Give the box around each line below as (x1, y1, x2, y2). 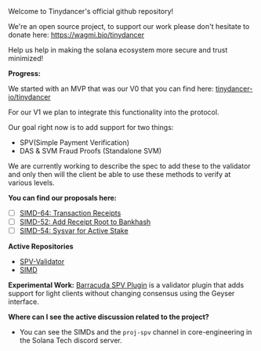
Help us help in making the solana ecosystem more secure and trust (8, 45, 228, 54)
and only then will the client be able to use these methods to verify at (8, 170, 231, 179)
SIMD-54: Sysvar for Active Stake (19, 226, 129, 236)
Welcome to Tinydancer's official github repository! (8, 7, 174, 16)
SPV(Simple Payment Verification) (19, 138, 130, 147)
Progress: (8, 69, 41, 78)
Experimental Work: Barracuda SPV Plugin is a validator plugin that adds (8, 280, 245, 290)
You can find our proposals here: (8, 194, 118, 202)
